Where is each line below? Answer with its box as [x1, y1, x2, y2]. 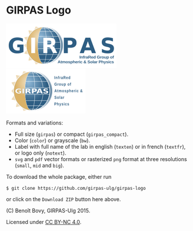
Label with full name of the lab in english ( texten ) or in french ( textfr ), [14, 143, 186, 150]
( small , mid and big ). [14, 162, 65, 169]
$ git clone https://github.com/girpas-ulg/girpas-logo [6, 185, 146, 191]
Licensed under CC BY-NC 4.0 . [6, 218, 82, 225]
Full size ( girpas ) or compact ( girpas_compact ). [14, 130, 128, 138]
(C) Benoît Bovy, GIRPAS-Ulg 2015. [6, 207, 91, 214]
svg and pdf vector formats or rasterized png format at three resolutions [14, 155, 187, 162]
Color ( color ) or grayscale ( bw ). [14, 136, 90, 144]
